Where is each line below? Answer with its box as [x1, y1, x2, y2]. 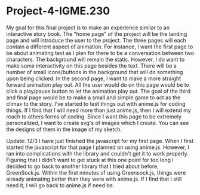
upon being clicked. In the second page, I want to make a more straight [6, 75, 181, 82]
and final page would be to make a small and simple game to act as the [6, 94, 181, 101]
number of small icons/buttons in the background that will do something [6, 68, 183, 75]
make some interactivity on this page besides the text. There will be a [6, 62, 177, 69]
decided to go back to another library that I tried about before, [6, 163, 159, 170]
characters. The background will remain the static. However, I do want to [6, 56, 185, 63]
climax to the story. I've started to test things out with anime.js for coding [6, 100, 186, 107]
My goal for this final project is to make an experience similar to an [6, 24, 170, 31]
